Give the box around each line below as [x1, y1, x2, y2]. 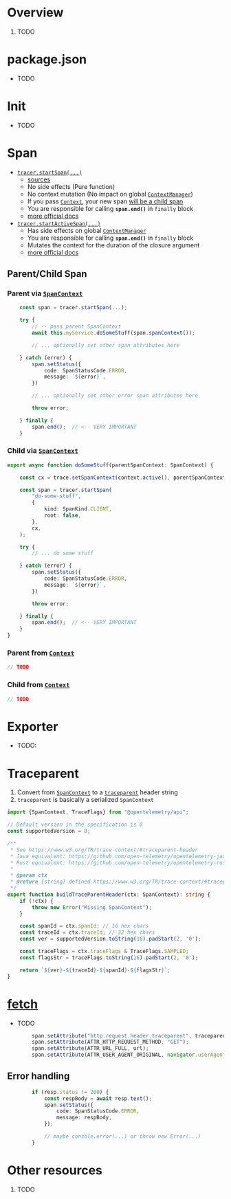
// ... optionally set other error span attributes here [32, 392, 198, 399]
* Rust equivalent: [10, 859, 67, 866]
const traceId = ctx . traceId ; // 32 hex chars [19, 929, 155, 936]
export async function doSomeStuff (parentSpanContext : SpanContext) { [7, 462, 214, 469]
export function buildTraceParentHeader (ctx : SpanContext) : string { [7, 891, 211, 898]
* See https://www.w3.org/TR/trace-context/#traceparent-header [10, 847, 198, 853]
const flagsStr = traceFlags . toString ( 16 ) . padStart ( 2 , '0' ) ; [19, 954, 199, 961]
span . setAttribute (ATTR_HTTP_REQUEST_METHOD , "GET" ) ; [32, 1039, 189, 1046]
